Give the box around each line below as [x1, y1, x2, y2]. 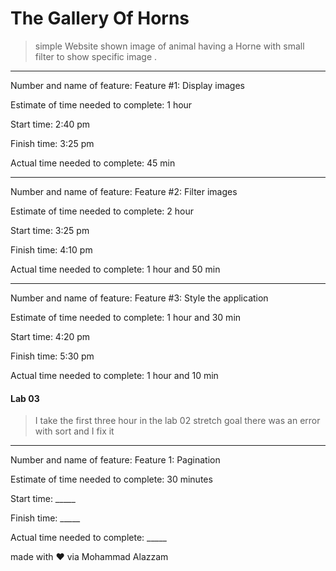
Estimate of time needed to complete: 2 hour [10, 205, 194, 217]
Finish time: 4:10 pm [10, 243, 93, 256]
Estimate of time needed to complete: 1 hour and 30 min [10, 311, 242, 323]
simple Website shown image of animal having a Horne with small [34, 40, 305, 52]
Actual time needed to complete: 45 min [10, 157, 176, 169]
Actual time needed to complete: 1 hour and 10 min [10, 369, 219, 381]
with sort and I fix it [34, 425, 115, 437]
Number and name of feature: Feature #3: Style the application [10, 292, 269, 304]
